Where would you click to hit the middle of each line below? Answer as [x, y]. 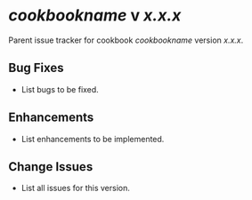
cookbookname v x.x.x [95, 16]
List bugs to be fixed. [60, 89]
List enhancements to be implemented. [93, 139]
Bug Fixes [36, 68]
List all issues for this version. [75, 188]
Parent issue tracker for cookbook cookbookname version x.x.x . [126, 40]
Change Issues [51, 167]
